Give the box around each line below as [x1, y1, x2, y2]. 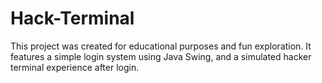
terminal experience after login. [10, 61, 140, 73]
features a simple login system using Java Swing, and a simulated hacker [10, 50, 312, 62]
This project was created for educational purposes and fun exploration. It [10, 40, 312, 52]
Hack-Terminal [10, 7, 135, 30]
